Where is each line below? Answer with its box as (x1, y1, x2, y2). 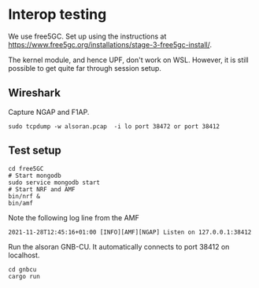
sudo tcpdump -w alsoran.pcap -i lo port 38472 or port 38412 (8, 122, 220, 131)
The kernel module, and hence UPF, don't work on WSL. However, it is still (8, 55, 250, 65)
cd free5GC (8, 164, 44, 172)
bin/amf (8, 199, 34, 207)
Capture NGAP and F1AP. (8, 107, 90, 116)
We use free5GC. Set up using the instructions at (8, 31, 167, 41)
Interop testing (8, 6, 107, 24)
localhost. (8, 250, 40, 260)
